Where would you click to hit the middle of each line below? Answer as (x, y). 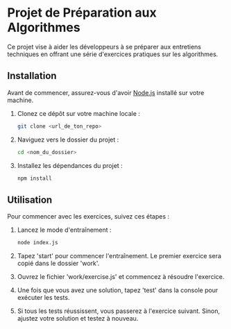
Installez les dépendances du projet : (70, 165)
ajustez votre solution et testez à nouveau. (78, 319)
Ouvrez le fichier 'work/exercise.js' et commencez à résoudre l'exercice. (121, 277)
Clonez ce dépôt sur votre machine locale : (79, 113)
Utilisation (30, 200)
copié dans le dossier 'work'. (58, 263)
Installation (32, 76)
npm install (34, 178)
